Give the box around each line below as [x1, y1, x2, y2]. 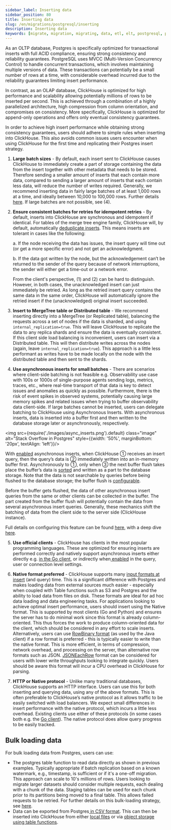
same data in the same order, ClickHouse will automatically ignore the [12, 292, 159, 298]
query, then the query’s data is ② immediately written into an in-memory [5, 456, 159, 462]
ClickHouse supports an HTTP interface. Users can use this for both [12, 684, 156, 690]
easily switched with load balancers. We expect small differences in [12, 700, 155, 706]
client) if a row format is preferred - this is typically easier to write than [12, 636, 161, 642]
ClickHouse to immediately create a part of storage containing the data [12, 161, 162, 167]
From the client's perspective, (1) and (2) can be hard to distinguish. [12, 276, 155, 282]
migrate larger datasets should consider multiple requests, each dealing [12, 781, 164, 787]
